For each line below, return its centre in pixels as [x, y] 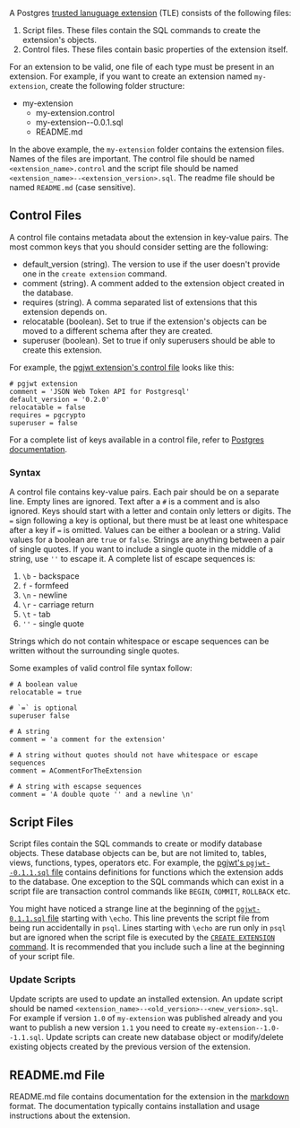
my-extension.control [75, 113]
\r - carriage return [58, 605]
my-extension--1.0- [244, 1028]
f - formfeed [45, 586]
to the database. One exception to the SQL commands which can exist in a [147, 881]
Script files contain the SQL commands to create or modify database [136, 844]
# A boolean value [43, 685]
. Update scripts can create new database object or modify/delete [163, 1037]
